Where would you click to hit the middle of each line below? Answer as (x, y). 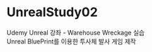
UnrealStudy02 (52, 12)
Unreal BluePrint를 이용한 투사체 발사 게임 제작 (71, 41)
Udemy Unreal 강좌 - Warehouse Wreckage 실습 (76, 32)
